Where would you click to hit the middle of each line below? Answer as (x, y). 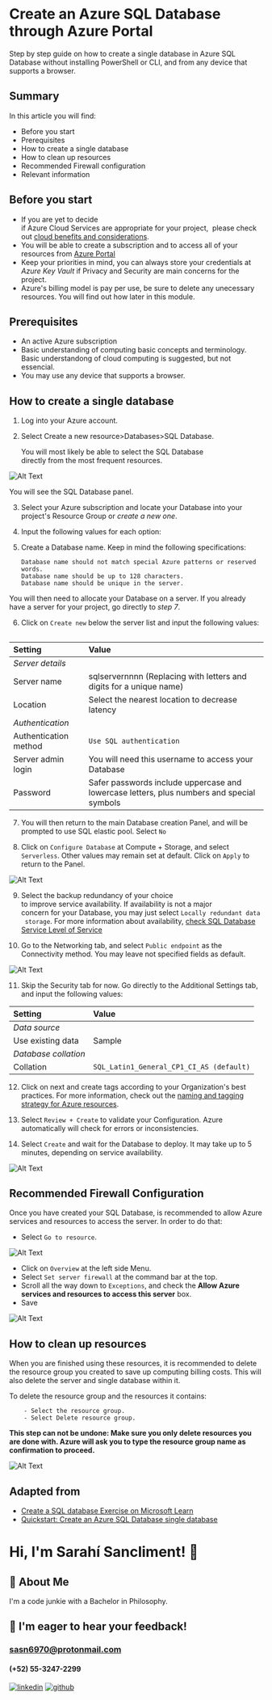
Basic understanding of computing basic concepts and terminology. (134, 350)
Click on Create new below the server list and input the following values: (140, 622)
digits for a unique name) (136, 686)
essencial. (38, 367)
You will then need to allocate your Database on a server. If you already (128, 598)
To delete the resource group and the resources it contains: (108, 1396)
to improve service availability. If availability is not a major (116, 904)
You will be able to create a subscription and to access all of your (129, 245)
